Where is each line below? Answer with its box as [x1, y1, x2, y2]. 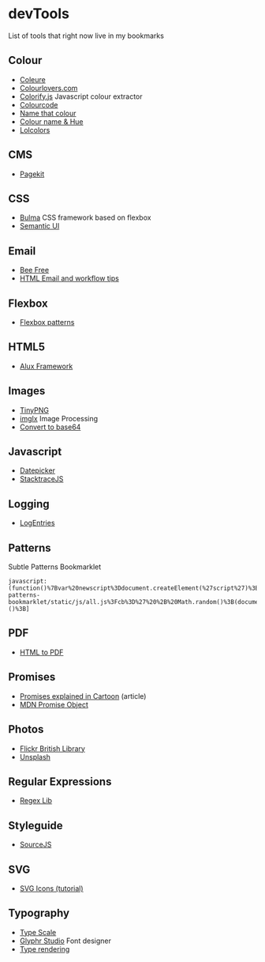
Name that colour [19, 108, 77, 118]
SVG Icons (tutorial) [19, 883, 84, 893]
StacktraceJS [19, 474, 64, 484]
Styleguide [8, 819, 63, 832]
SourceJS [19, 839, 52, 850]
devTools [8, 5, 69, 23]
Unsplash [19, 752, 51, 761]
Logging [8, 497, 50, 511]
